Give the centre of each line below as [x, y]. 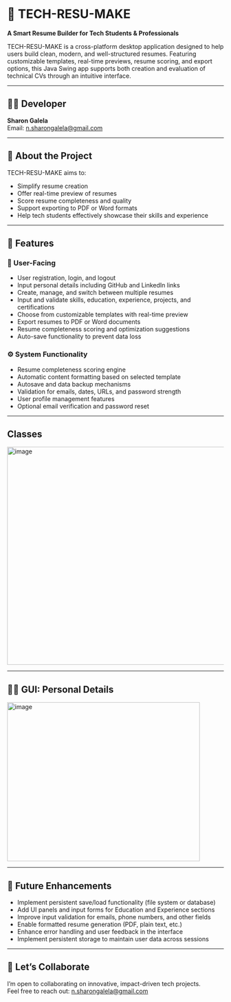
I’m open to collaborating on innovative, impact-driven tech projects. [104, 983]
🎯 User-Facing [32, 263]
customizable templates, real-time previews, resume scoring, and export [110, 61]
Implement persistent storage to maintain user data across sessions [113, 939]
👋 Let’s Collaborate [48, 967]
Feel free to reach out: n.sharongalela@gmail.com [78, 991]
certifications [36, 307]
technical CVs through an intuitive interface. [69, 76]
